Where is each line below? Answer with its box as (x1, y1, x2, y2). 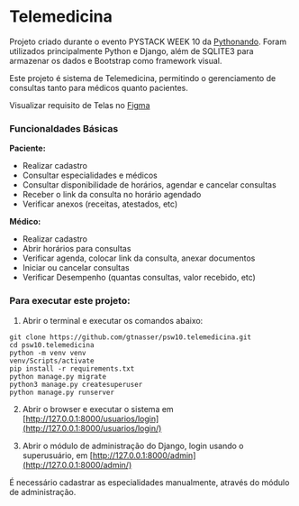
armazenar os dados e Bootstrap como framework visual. (9, 55, 222, 66)
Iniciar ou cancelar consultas (22, 262, 131, 273)
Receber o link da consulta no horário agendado (22, 189, 202, 200)
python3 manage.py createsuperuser (9, 380, 143, 389)
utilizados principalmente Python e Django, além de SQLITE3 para (9, 45, 254, 56)
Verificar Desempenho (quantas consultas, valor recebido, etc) (22, 272, 257, 283)
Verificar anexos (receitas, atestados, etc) (22, 198, 178, 209)
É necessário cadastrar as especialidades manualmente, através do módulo (9, 476, 290, 488)
